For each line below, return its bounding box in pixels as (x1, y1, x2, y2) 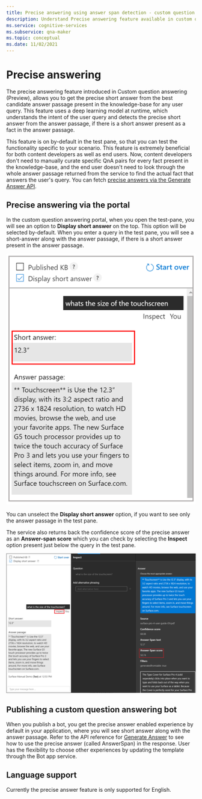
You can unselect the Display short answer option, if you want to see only (6, 510, 191, 518)
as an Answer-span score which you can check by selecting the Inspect (6, 535, 188, 542)
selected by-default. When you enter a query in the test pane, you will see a (6, 228, 194, 236)
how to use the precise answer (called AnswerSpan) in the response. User (6, 739, 191, 747)
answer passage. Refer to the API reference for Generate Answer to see (6, 733, 185, 741)
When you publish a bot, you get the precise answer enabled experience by (6, 720, 194, 727)
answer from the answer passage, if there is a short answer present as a (6, 120, 186, 127)
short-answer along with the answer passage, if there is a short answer (6, 235, 183, 242)
